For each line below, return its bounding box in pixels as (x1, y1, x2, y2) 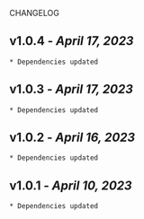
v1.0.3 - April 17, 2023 (9, 82, 133, 97)
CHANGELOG (9, 8, 60, 18)
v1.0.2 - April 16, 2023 (9, 130, 136, 145)
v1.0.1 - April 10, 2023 (9, 178, 132, 193)
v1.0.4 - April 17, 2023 (9, 33, 134, 48)
